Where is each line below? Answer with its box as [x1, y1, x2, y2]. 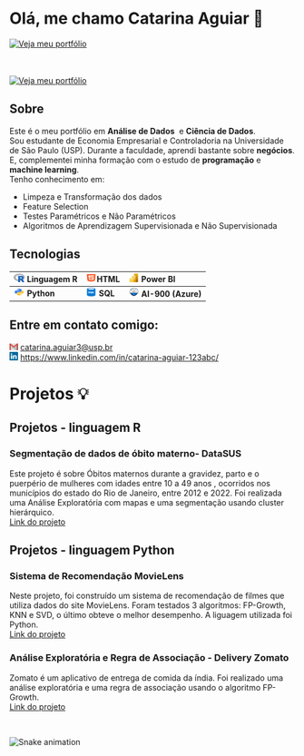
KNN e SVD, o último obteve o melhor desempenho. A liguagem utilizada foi [9, 610, 293, 621]
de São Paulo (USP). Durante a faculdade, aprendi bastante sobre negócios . [9, 144, 295, 155]
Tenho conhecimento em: [9, 173, 105, 184]
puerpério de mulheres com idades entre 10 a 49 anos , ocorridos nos [9, 477, 270, 488]
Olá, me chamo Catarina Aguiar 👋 [9, 8, 264, 29]
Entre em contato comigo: [9, 318, 159, 333]
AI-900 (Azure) [141, 289, 202, 299]
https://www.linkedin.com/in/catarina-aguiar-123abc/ [19, 351, 220, 362]
